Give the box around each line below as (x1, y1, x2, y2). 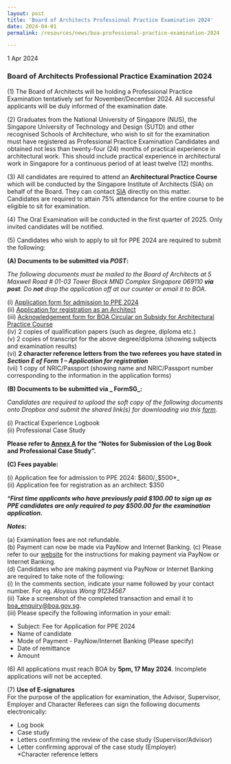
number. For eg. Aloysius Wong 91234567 (7, 587, 126, 595)
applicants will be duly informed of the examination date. (7, 101, 168, 110)
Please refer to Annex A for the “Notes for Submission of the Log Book (7, 439, 212, 448)
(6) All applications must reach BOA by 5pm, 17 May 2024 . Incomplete (7, 665, 207, 673)
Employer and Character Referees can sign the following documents (7, 700, 201, 708)
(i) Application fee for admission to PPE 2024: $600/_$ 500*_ (7, 473, 180, 481)
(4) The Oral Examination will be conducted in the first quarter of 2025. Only (7, 215, 223, 223)
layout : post (7, 10, 45, 17)
